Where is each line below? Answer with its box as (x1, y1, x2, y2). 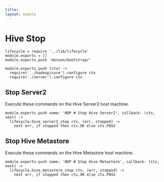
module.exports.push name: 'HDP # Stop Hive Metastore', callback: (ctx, (5, 159, 160, 164)
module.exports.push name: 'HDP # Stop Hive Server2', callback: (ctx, (5, 111, 155, 116)
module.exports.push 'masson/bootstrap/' (5, 57, 92, 63)
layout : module (5, 12, 36, 17)
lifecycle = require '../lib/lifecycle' (5, 49, 90, 54)
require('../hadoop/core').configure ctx (9, 71, 96, 76)
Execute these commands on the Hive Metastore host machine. (5, 150, 134, 156)
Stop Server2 (5, 88, 47, 96)
